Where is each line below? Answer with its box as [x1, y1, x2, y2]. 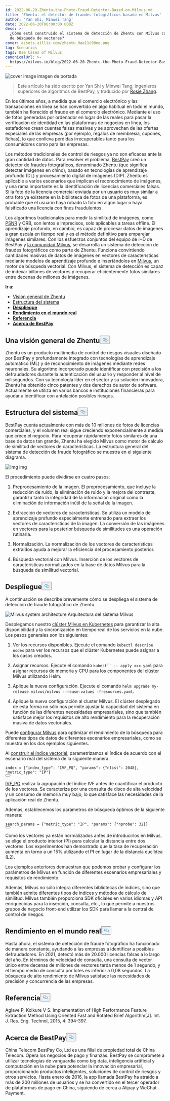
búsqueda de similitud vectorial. [12, 567, 79, 573]
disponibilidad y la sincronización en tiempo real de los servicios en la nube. [5, 627, 164, 633]
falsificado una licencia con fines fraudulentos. [5, 205, 103, 211]
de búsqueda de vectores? [10, 36, 65, 41]
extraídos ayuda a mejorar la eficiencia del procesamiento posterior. [12, 546, 155, 553]
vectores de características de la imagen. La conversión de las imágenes [12, 520, 165, 526]
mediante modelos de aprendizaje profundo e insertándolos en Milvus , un [5, 258, 159, 264]
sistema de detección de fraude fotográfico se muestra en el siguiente [5, 449, 152, 455]
